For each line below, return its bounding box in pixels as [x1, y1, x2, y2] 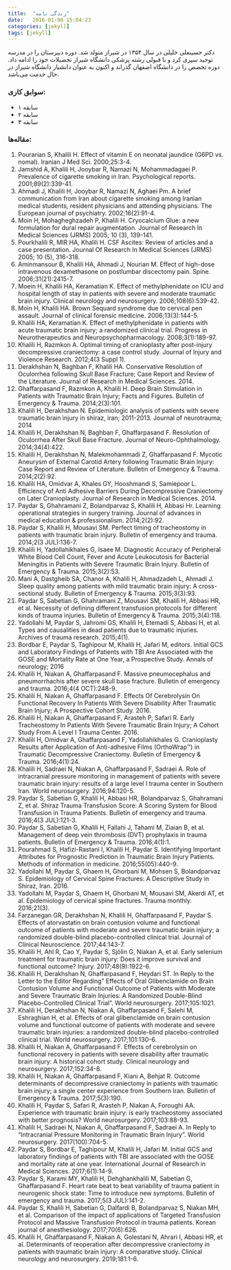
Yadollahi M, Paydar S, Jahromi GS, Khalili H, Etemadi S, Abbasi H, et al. [17, 618, 221, 626]
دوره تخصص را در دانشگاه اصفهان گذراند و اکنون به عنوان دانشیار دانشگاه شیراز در [8, 63, 221, 71]
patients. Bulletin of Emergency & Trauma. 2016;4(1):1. [17, 838, 171, 846]
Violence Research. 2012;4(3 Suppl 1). [17, 355, 126, 363]
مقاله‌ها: [8, 135, 32, 145]
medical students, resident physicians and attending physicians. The [17, 201, 212, 210]
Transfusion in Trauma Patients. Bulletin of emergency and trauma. [17, 808, 208, 816]
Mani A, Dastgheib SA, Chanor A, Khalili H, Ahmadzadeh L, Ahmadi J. [17, 574, 214, 582]
